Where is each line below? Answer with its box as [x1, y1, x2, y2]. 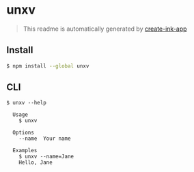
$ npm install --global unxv [6, 62, 89, 70]
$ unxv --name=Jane [18, 153, 74, 160]
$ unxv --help [6, 100, 47, 106]
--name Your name [18, 135, 71, 142]
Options [12, 129, 35, 137]
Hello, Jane [18, 159, 53, 166]
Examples [12, 147, 38, 154]
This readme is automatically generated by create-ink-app [23, 25, 187, 33]
